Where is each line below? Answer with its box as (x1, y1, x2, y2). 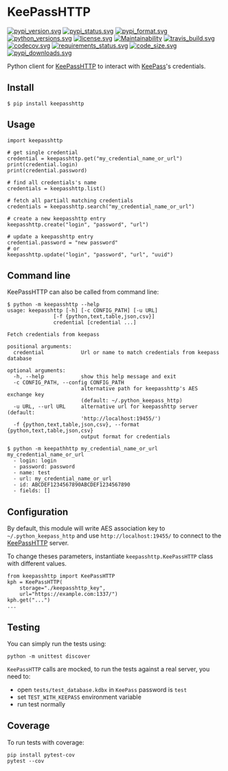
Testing (7, 621, 41, 633)
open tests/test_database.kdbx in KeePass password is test (16, 686, 187, 693)
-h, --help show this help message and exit (13, 373, 176, 380)
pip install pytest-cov (7, 751, 76, 759)
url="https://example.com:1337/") (19, 591, 118, 598)
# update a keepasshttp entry (7, 233, 94, 240)
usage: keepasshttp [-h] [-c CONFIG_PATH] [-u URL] (7, 307, 158, 314)
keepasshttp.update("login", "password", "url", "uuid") (7, 251, 174, 258)
